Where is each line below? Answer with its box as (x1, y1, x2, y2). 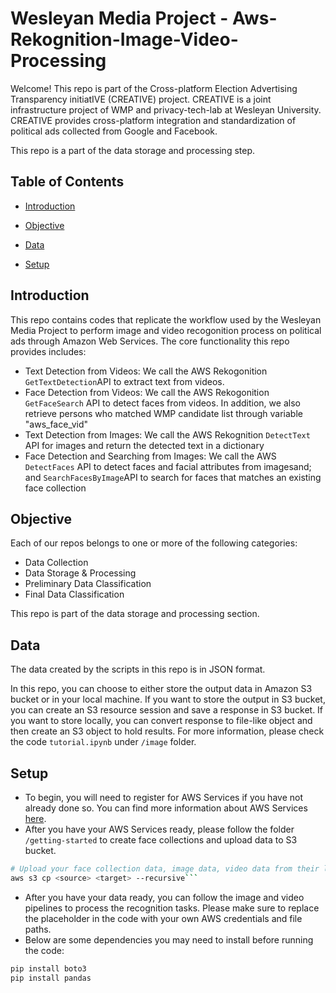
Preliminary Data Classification (24, 578, 152, 590)
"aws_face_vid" (24, 418, 89, 430)
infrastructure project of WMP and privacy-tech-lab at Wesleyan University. (10, 103, 322, 116)
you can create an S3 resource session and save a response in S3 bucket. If (10, 704, 324, 716)
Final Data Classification (24, 588, 125, 601)
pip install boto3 (10, 963, 87, 974)
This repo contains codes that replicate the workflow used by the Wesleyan (10, 313, 322, 326)
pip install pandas (10, 973, 92, 983)
